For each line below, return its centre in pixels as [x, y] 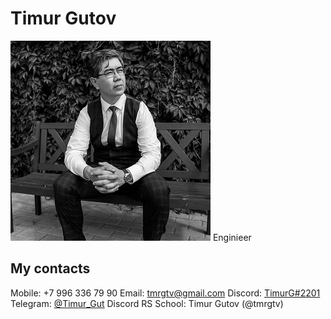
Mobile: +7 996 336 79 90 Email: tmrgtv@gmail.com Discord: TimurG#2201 [165, 293]
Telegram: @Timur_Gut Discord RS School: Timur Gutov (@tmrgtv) [147, 303]
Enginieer [232, 237]
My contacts [50, 268]
